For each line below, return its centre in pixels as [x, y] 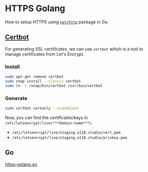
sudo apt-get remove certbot [34, 77]
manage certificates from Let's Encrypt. [45, 54]
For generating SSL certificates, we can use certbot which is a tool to [74, 49]
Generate [16, 98]
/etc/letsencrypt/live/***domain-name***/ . [49, 122]
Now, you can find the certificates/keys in [46, 118]
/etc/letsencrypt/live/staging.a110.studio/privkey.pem [69, 138]
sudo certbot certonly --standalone [42, 108]
